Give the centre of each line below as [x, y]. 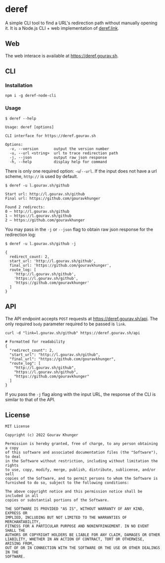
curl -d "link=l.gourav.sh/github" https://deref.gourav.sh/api [73, 333]
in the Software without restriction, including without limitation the [82, 461]
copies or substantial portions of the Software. [57, 500]
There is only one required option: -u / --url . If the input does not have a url [81, 171]
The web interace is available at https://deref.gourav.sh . [62, 56]
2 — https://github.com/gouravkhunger [45, 220]
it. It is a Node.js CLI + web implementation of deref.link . [62, 28]
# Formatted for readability [35, 342]
